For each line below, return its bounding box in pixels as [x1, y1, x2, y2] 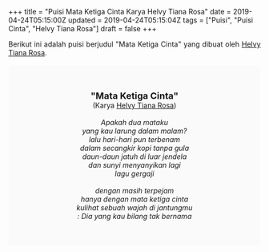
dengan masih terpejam [94, 186, 175, 195]
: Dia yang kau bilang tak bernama [77, 212, 192, 221]
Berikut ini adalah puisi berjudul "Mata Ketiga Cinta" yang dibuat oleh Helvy [8, 39, 261, 49]
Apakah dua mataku [100, 118, 169, 127]
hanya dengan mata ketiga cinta [80, 194, 189, 204]
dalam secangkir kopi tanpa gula [79, 144, 190, 152]
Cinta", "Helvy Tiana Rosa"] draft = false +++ [8, 24, 157, 33]
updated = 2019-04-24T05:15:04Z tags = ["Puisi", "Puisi [67, 15, 254, 25]
